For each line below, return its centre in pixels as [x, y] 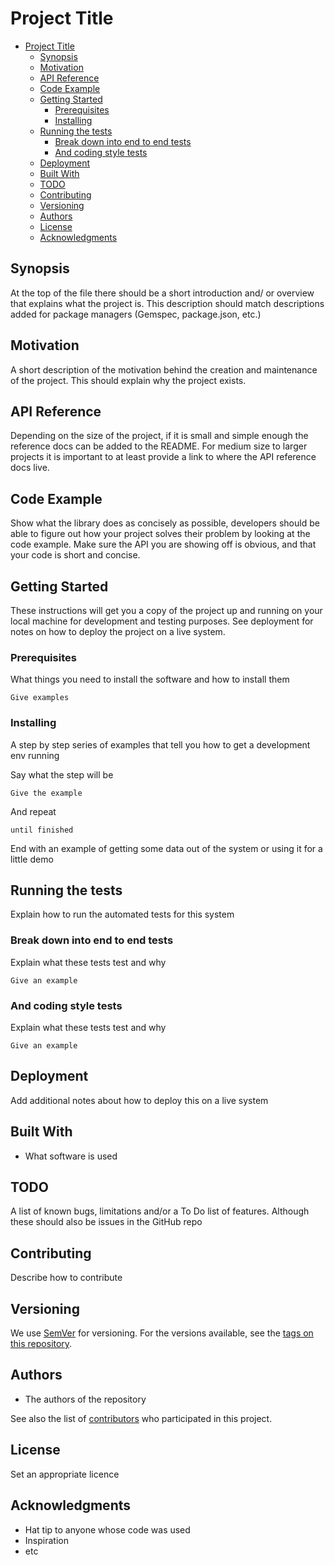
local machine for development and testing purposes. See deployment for [162, 621]
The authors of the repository [85, 1399]
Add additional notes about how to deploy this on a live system [139, 1100]
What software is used [71, 1156]
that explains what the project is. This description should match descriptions [167, 303]
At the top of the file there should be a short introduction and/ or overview [162, 293]
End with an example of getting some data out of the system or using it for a [166, 848]
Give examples [40, 698]
